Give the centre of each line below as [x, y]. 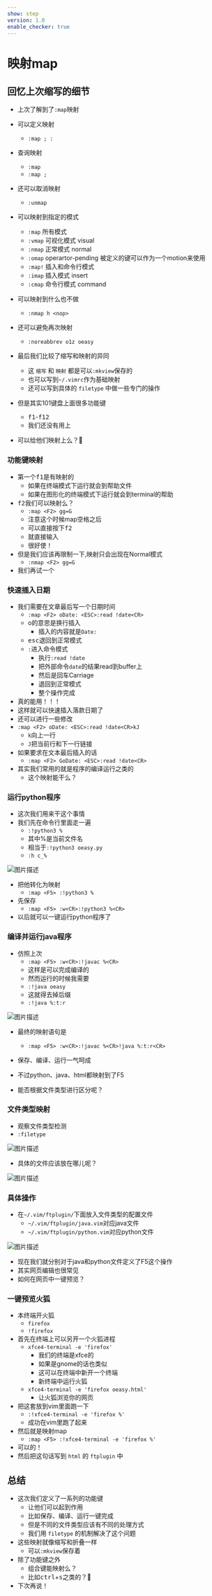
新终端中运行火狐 [63, 1381]
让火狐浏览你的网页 [66, 1397]
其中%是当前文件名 [55, 839]
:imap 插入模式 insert [58, 275]
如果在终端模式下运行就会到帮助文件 [80, 485]
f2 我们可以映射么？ [46, 503]
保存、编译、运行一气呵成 [54, 1060]
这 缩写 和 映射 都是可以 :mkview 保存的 [80, 371]
